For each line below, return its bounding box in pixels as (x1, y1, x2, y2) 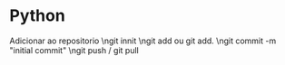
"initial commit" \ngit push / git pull (9, 44, 139, 55)
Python (9, 5, 65, 26)
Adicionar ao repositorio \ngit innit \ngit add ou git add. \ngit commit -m (9, 35, 277, 46)
